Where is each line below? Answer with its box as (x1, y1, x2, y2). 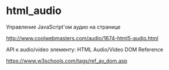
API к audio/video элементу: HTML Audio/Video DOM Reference (6, 45, 163, 53)
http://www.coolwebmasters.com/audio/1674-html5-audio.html (6, 34, 158, 41)
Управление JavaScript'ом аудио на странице (6, 23, 121, 30)
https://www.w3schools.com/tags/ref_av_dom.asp (6, 57, 127, 64)
